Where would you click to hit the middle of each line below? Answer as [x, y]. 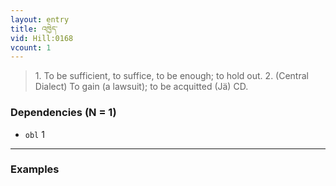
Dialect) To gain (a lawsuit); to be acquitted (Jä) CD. [141, 87]
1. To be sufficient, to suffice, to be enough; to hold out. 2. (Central [171, 76]
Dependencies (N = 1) [63, 113]
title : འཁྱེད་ [34, 29]
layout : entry [40, 19]
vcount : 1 [31, 47]
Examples [35, 169]
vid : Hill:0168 [42, 38]
